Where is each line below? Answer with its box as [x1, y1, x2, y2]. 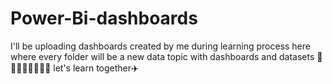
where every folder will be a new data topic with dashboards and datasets [10, 50, 315, 62]
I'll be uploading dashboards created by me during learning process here [10, 40, 311, 52]
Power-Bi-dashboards [10, 7, 198, 30]
